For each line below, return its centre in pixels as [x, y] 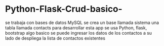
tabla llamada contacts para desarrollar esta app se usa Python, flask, [76, 27]
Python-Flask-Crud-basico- [64, 9]
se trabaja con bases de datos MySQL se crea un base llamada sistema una [82, 23]
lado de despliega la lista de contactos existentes [55, 38]
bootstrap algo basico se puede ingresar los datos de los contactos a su [79, 33]
